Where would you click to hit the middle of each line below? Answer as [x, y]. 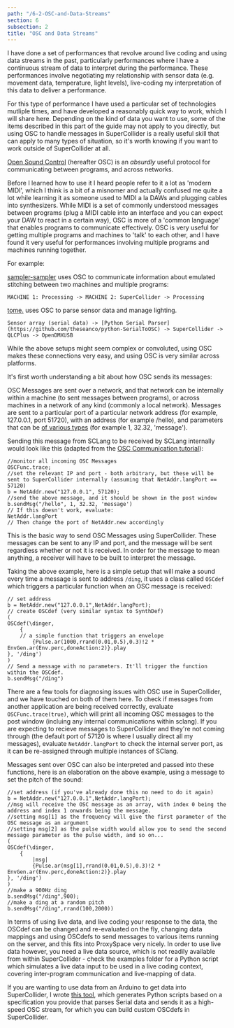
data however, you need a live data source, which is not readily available [111, 952]
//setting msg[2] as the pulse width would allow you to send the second [117, 829]
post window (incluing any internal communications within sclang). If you [112, 721]
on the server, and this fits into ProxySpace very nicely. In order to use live [114, 944]
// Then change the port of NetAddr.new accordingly [86, 523]
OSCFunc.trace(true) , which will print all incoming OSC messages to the [111, 714]
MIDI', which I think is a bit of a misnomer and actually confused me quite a [115, 190]
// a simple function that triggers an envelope [92, 636]
